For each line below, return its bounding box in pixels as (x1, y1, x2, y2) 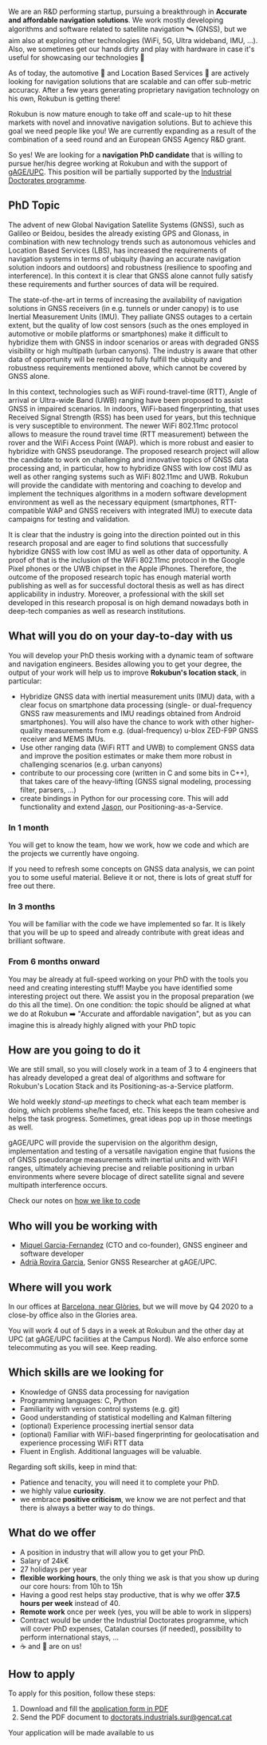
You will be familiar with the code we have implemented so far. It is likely (8, 919, 245, 929)
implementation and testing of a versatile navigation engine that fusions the (8, 1146, 256, 1156)
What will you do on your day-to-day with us (8, 629, 234, 643)
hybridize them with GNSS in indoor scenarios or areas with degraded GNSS (8, 337, 260, 347)
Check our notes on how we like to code (8, 1196, 141, 1205)
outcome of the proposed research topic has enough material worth (8, 572, 231, 582)
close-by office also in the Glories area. (8, 1310, 138, 1320)
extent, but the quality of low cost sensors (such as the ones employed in (8, 320, 249, 330)
